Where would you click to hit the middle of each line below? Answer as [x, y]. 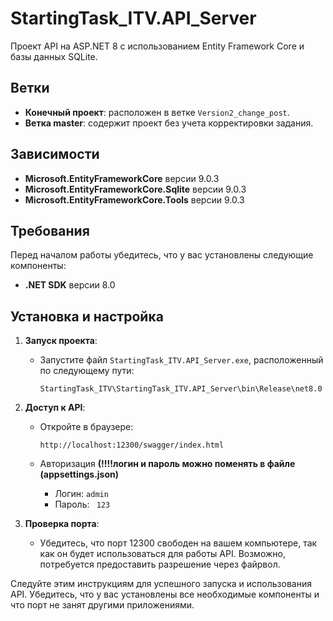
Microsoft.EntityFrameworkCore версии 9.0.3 [122, 178]
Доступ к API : [55, 408]
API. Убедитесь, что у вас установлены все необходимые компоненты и [165, 594]
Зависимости [55, 154]
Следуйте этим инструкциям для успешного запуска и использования [161, 584]
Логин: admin [81, 494]
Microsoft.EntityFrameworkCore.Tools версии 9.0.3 [134, 199]
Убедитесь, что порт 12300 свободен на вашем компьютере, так [178, 543]
